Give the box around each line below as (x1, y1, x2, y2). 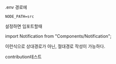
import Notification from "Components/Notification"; (5, 33, 112, 39)
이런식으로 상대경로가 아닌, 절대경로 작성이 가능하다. (5, 43, 105, 49)
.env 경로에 (5, 4, 27, 10)
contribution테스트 (5, 54, 42, 60)
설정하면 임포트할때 (5, 24, 42, 29)
